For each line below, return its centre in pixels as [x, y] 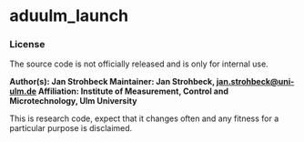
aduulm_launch [69, 16]
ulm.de [23, 91]
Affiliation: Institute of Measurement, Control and [133, 91]
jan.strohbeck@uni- [255, 82]
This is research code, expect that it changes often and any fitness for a [144, 118]
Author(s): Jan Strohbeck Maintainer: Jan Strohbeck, [112, 82]
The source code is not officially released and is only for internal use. [139, 64]
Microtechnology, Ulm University [73, 101]
